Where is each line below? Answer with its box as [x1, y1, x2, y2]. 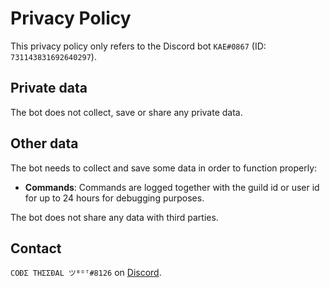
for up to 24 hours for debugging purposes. [24, 192, 205, 204]
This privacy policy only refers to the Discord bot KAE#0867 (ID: [10, 40, 267, 52]
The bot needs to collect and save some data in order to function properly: [10, 162, 318, 174]
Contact [10, 240, 62, 257]
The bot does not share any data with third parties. [10, 211, 219, 223]
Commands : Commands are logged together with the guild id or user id [24, 181, 320, 193]
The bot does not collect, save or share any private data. [10, 106, 243, 118]
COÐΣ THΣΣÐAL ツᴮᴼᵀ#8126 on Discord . [10, 267, 162, 279]
